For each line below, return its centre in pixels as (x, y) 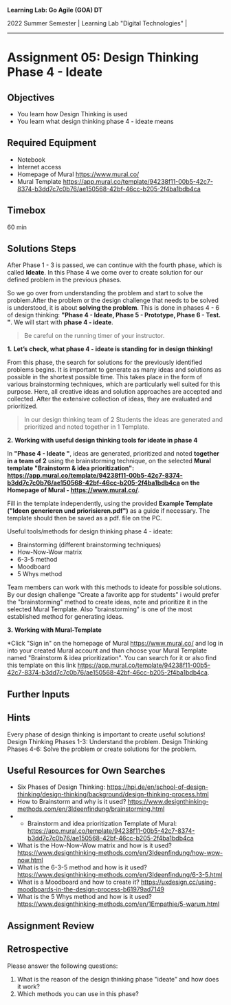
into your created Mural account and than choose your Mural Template (107, 650)
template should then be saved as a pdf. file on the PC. (85, 518)
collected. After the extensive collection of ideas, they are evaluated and (110, 399)
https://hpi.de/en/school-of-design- (157, 787)
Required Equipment (52, 143)
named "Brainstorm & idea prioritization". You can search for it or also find (112, 658)
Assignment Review (51, 925)
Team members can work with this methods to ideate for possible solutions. (114, 587)
